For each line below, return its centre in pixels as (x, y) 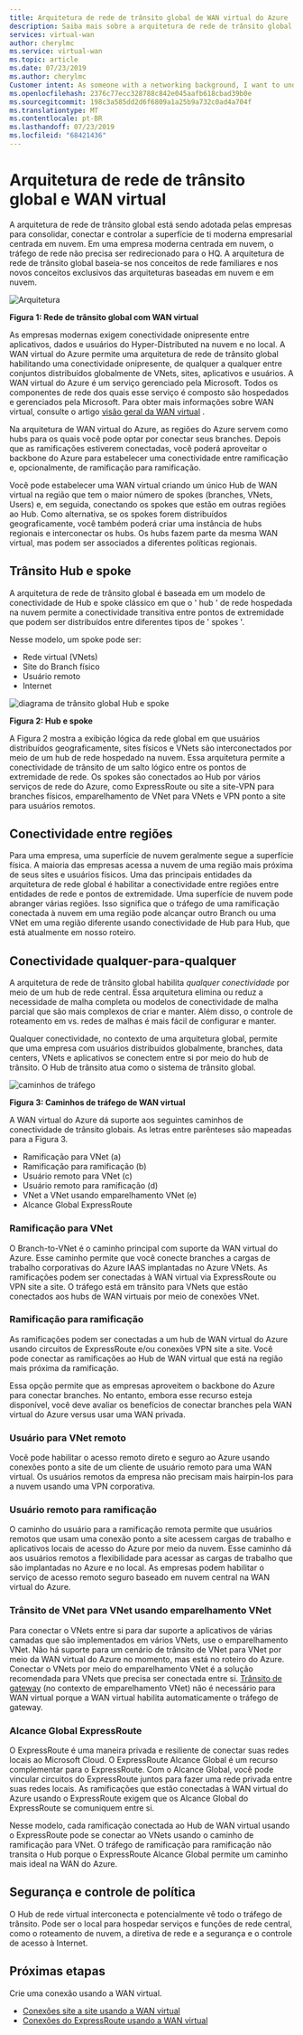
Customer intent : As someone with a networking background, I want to (145, 85)
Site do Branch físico (61, 667)
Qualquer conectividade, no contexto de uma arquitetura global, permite (143, 1039)
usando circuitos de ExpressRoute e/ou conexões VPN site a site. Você (141, 1349)
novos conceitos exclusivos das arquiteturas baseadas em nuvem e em (142, 272)
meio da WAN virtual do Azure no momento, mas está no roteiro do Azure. (147, 1659)
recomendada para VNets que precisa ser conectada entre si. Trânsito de (146, 1678)
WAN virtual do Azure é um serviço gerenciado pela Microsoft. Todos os (144, 383)
